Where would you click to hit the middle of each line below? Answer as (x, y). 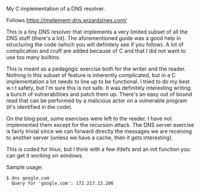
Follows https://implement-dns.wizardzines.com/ (66, 20)
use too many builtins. (34, 57)
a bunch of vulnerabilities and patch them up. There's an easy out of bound (99, 94)
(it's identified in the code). (40, 107)
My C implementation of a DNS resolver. (56, 9)
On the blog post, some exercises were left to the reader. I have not (89, 118)
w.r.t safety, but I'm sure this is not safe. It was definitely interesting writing (99, 88)
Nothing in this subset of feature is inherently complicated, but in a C (91, 75)
